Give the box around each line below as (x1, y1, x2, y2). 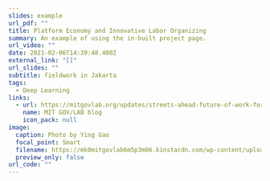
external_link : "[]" (8, 57, 78, 65)
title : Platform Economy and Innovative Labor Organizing (8, 26, 207, 34)
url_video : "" (8, 42, 56, 50)
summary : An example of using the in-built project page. (8, 34, 207, 42)
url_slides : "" (8, 64, 59, 72)
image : (8, 123, 31, 131)
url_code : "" (8, 161, 52, 169)
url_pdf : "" (8, 19, 48, 27)
